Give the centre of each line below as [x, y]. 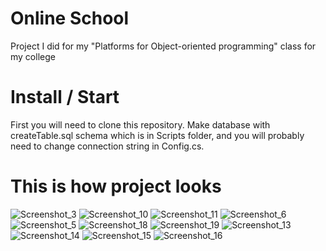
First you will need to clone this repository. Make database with [140, 124]
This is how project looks [116, 186]
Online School [70, 18]
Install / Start [65, 97]
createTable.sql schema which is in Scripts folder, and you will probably [157, 135]
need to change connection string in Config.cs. [107, 146]
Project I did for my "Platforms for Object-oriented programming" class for [163, 46]
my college [33, 56]
